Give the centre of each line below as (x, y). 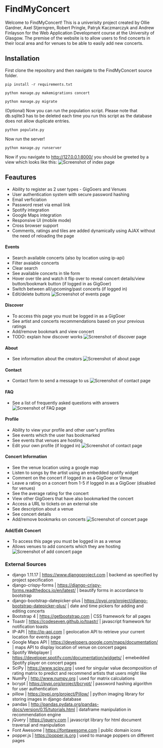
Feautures (21, 177)
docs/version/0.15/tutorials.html (43, 709)
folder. (11, 75)
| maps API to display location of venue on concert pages (69, 648)
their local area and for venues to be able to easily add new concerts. (74, 43)
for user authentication (35, 689)
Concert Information (26, 456)
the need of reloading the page (43, 236)
